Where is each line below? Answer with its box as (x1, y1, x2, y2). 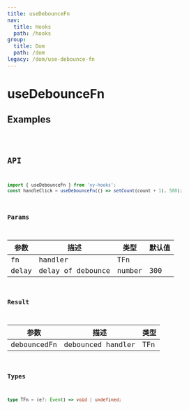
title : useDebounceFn (7, 10, 70, 17)
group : (7, 36, 27, 43)
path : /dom (13, 50, 45, 57)
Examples (7, 113, 51, 126)
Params (7, 213, 30, 221)
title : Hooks (13, 23, 52, 30)
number (116, 266, 143, 275)
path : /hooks (13, 29, 52, 37)
